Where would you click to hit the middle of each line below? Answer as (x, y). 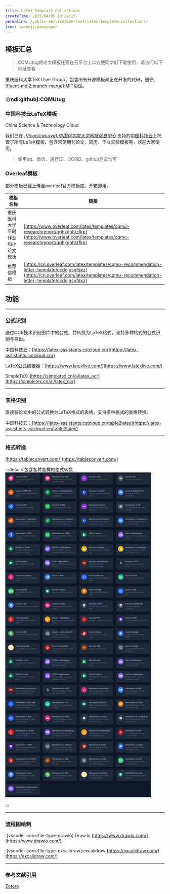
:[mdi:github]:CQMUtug (35, 99)
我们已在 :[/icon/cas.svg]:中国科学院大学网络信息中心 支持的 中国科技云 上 (81, 136)
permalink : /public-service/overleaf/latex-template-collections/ (77, 21)
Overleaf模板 (22, 174)
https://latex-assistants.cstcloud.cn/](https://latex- (86, 350)
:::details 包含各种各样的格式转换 (39, 469)
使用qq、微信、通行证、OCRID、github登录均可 (67, 159)
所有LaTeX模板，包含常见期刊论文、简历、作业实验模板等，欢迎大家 (85, 142)
